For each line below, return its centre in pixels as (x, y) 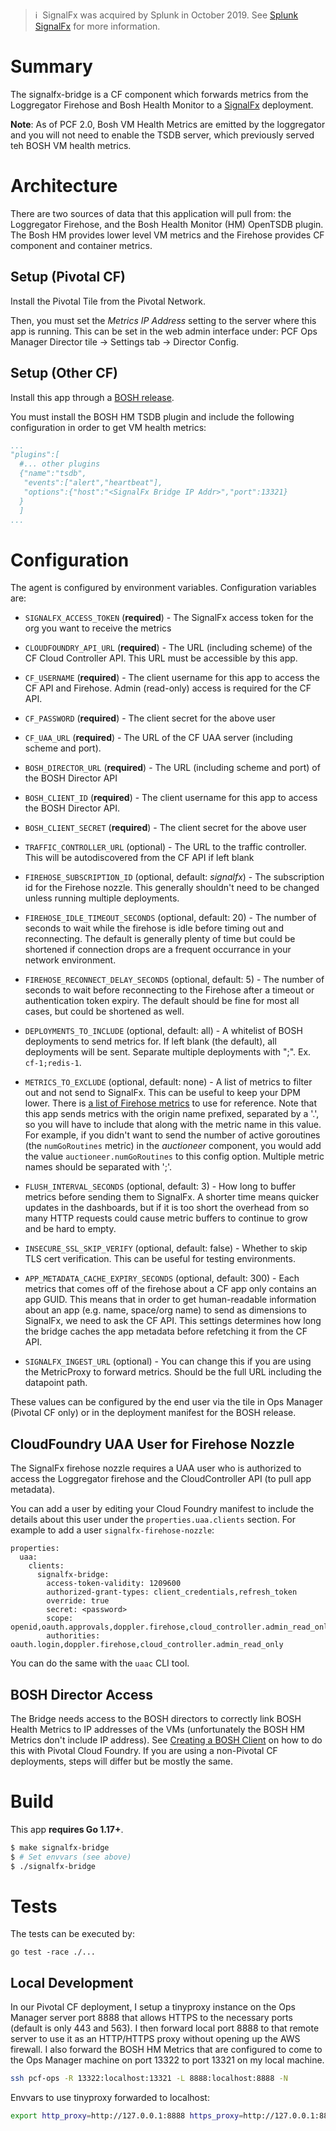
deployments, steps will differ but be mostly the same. (121, 1761)
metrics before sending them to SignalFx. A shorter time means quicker (172, 1197)
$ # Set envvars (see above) (71, 1857)
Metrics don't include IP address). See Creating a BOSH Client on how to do (166, 1740)
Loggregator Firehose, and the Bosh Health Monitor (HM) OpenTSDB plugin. (167, 224)
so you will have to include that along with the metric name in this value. (173, 1125)
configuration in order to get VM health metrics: (108, 427)
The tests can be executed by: (72, 1934)
